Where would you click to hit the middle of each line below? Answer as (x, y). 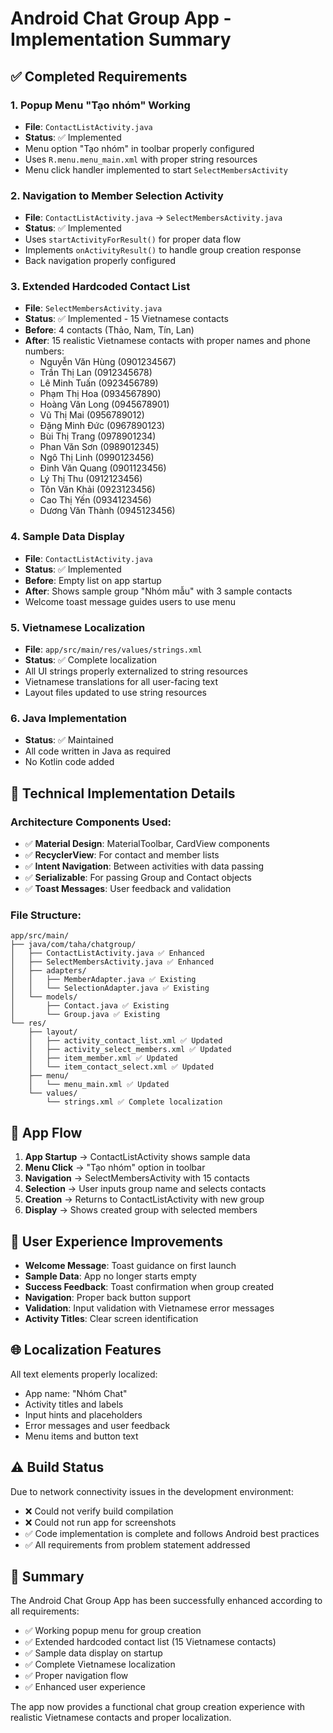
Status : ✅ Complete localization (91, 660)
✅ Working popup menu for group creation (113, 1631)
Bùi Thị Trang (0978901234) (98, 436)
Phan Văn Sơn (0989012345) (99, 447)
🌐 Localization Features (86, 1350)
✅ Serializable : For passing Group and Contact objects (138, 878)
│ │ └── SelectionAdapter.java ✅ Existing (110, 988)
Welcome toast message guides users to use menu (130, 601)
